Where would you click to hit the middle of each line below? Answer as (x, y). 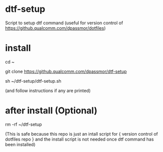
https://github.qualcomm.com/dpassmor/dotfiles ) (55, 28)
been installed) (20, 144)
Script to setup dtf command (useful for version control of (64, 23)
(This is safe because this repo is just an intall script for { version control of (81, 134)
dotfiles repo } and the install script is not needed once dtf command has (80, 139)
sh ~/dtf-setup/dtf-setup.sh (33, 81)
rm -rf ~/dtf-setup (24, 124)
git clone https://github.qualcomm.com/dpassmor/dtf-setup (66, 71)
